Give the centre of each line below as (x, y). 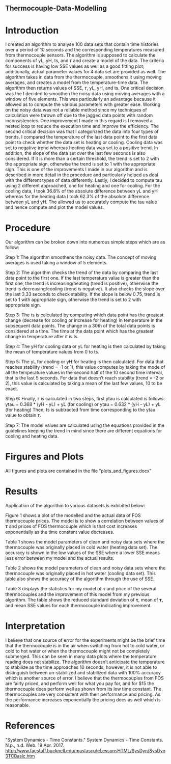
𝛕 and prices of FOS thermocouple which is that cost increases (71, 526)
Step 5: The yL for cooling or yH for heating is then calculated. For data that (84, 362)
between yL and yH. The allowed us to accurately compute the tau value (81, 202)
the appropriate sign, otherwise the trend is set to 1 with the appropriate (80, 164)
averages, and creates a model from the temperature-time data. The (77, 83)
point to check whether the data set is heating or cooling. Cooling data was (84, 143)
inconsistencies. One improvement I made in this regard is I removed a (79, 121)
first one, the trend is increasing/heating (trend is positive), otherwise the (82, 283)
